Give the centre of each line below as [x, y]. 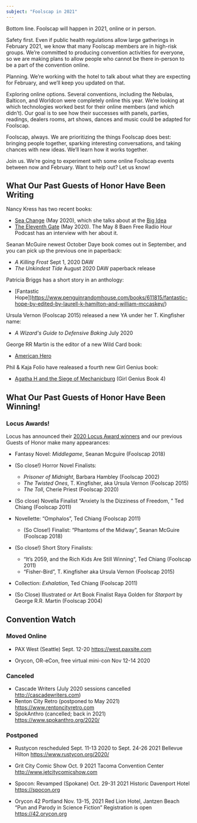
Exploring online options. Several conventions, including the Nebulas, [90, 94]
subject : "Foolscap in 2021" [42, 12]
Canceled [20, 675]
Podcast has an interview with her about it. [66, 233]
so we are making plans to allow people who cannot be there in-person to [95, 58]
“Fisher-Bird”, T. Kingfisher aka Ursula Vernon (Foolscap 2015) [99, 572]
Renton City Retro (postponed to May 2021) [67, 701]
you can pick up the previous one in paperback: [64, 251]
